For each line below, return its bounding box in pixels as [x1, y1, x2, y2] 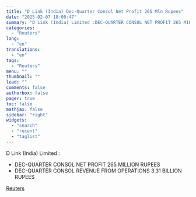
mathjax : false [6, 106, 43, 112]
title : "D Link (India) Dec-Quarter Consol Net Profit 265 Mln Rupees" [6, 8, 184, 15]
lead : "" [6, 80, 27, 85]
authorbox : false [6, 90, 48, 96]
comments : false [6, 85, 45, 91]
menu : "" [6, 68, 27, 74]
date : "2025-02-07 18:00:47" [6, 14, 77, 20]
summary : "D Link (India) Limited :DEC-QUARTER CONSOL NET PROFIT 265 [6, 19, 181, 25]
